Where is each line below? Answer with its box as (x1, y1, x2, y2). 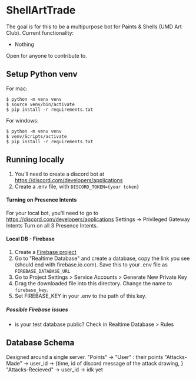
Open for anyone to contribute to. (6, 52, 87, 59)
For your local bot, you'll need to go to (6, 209, 99, 216)
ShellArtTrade (6, 4, 76, 17)
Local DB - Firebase (6, 235, 55, 242)
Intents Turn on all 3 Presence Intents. (6, 222, 98, 229)
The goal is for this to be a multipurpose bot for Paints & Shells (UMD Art (6, 23, 182, 30)
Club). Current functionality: (6, 29, 74, 36)
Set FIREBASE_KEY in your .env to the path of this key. (14, 292, 147, 299)
